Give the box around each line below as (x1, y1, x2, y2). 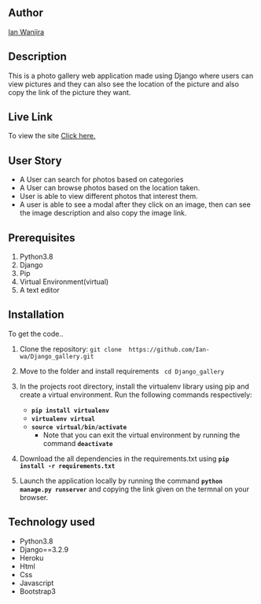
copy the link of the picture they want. (8, 87, 131, 97)
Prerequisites (8, 231, 75, 245)
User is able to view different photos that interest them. (19, 192, 198, 201)
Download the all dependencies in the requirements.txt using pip (19, 454, 230, 463)
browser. (19, 492, 49, 502)
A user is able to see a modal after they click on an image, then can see (19, 200, 252, 209)
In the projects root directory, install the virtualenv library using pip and (19, 381, 250, 391)
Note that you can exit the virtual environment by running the (42, 430, 241, 440)
